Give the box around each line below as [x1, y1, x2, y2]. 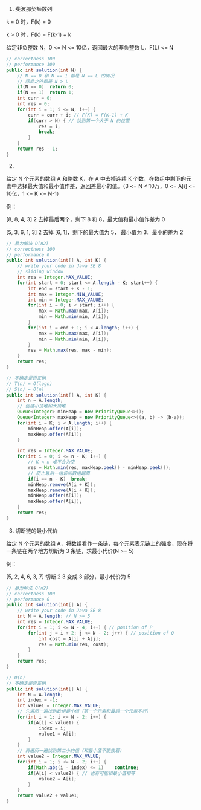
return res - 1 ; [17, 146, 59, 152]
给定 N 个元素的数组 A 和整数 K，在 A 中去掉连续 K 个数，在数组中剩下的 [6, 175, 187, 182]
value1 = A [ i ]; [38, 731, 77, 737]
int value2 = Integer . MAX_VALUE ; [17, 753, 101, 760]
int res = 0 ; [17, 101, 50, 107]
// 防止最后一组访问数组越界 [28, 470, 91, 476]
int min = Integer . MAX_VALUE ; [28, 297, 104, 303]
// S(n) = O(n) [6, 386, 45, 392]
